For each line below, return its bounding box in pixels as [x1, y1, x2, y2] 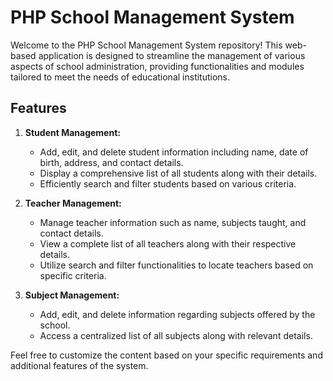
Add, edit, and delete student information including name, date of [39, 146, 309, 158]
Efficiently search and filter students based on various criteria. [39, 177, 297, 190]
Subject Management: [24, 289, 120, 301]
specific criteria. [39, 269, 107, 281]
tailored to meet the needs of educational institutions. [10, 71, 231, 83]
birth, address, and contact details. [39, 156, 184, 168]
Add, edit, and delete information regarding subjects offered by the [39, 308, 316, 320]
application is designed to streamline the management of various [38, 49, 306, 61]
